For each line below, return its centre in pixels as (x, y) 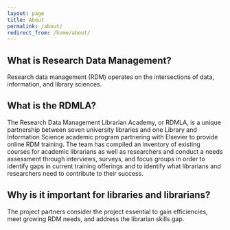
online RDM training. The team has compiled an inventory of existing (104, 144)
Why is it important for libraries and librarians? (109, 195)
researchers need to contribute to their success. (76, 173)
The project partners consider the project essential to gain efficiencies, (107, 211)
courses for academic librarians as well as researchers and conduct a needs (115, 151)
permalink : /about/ (35, 26)
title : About (26, 20)
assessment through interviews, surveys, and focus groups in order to (106, 159)
